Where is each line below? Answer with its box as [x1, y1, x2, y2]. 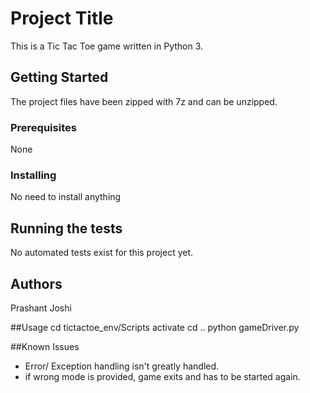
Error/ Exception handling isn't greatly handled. [24, 360, 220, 372]
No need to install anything [10, 191, 122, 203]
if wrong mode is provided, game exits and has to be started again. [24, 370, 301, 382]
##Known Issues [10, 340, 80, 352]
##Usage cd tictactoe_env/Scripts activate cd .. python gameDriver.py [10, 321, 300, 333]
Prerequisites [10, 120, 77, 134]
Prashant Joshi [10, 302, 72, 314]
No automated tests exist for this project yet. [10, 247, 194, 259]
